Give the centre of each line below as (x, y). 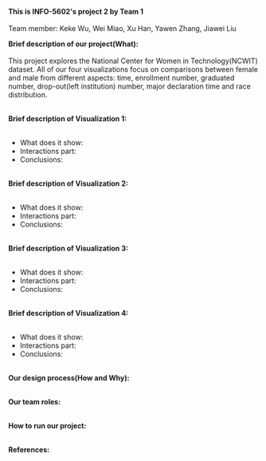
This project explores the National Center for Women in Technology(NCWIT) (133, 61)
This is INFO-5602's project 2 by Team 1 (76, 12)
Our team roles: (35, 402)
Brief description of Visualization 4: (68, 313)
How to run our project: (47, 426)
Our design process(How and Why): (69, 378)
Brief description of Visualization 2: (68, 183)
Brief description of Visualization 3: (68, 248)
